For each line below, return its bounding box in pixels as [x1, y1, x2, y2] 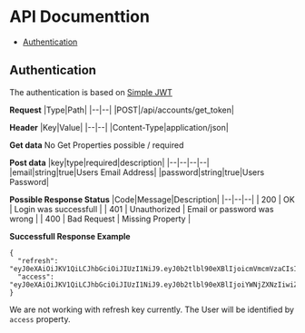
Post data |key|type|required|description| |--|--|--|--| [9, 157, 211, 168]
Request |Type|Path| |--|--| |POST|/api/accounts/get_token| [9, 104, 234, 115]
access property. [9, 313, 71, 324]
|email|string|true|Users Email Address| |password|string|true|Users [9, 166, 265, 178]
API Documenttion [9, 6, 150, 27]
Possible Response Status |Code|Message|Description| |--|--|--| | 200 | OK [9, 193, 295, 205]
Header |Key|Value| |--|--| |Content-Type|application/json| [9, 122, 229, 132]
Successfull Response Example [9, 230, 131, 241]
